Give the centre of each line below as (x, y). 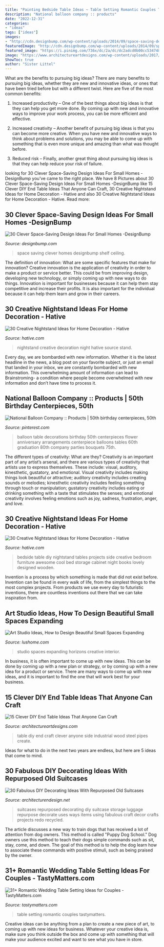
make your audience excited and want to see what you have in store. (74, 939)
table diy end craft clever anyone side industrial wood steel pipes (82, 736)
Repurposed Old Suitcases (46, 779)
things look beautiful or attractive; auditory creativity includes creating (76, 477)
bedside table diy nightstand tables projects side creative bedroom (84, 557)
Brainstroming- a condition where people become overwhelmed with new (79, 378)
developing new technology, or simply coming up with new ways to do (76, 278)
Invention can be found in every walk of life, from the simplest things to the (80, 582)
